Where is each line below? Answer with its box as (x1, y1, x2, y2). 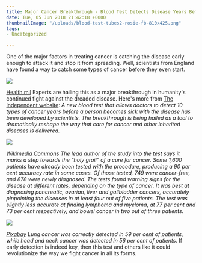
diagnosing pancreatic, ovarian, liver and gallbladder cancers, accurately (6, 188, 189, 196)
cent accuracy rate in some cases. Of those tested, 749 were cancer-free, (6, 169, 191, 176)
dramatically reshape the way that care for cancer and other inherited (6, 121, 180, 128)
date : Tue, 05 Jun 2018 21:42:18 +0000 (6, 14, 106, 20)
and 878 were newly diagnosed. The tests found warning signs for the (6, 176, 180, 183)
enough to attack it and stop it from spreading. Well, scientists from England (6, 60, 194, 67)
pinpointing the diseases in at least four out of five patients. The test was (6, 195, 188, 202)
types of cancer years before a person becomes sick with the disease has (6, 108, 191, 115)
